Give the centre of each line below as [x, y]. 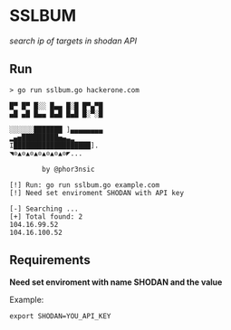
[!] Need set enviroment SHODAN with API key [96, 193]
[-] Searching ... [44, 209]
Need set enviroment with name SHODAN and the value [116, 282]
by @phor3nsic [68, 169]
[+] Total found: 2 [46, 217]
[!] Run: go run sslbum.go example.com [85, 185]
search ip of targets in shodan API [73, 41]
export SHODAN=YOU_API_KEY [60, 316]
